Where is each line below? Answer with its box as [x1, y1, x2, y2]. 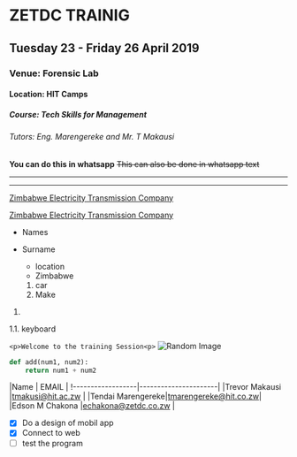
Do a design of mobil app [21, 417, 114, 429]
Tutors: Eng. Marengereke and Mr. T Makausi [9, 132, 175, 142]
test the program [21, 438, 84, 448]
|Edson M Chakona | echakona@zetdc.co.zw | [9, 400, 175, 411]
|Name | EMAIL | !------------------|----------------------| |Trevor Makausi [9, 382, 281, 392]
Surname [21, 244, 56, 255]
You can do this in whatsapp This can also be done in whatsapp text [9, 158, 260, 169]
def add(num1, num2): [9, 357, 89, 367]
